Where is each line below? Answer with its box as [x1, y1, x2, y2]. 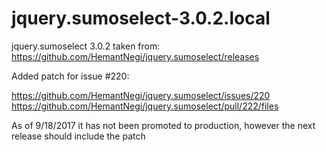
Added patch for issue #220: [11, 70, 130, 82]
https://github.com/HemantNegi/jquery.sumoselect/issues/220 [11, 89, 271, 101]
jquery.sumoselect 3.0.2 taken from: [11, 40, 161, 52]
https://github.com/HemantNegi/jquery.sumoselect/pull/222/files [11, 100, 279, 112]
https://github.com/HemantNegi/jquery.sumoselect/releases [11, 50, 260, 62]
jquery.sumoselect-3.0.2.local [11, 7, 271, 30]
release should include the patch [11, 130, 146, 142]
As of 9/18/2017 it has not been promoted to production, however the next [11, 119, 316, 131]
